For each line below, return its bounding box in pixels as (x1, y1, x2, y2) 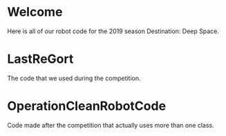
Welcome (7, 4, 63, 20)
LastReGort (7, 51, 74, 67)
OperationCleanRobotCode (7, 98, 167, 114)
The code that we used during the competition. (7, 74, 141, 82)
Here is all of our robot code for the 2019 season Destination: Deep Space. (7, 27, 219, 35)
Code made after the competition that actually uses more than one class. (7, 121, 214, 129)
